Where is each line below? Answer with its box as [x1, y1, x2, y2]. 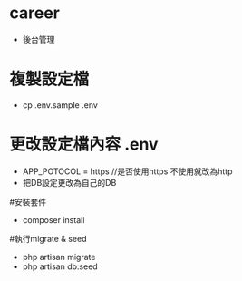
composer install [22, 214, 85, 225]
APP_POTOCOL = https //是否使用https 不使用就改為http [22, 166, 233, 177]
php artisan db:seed [22, 261, 98, 272]
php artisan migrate [22, 251, 96, 262]
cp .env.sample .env [22, 99, 98, 111]
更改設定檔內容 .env [9, 134, 159, 155]
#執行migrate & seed [9, 233, 88, 244]
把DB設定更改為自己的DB [22, 177, 117, 188]
